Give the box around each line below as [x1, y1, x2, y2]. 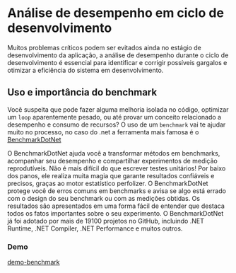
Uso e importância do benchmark [7, 86, 158, 98]
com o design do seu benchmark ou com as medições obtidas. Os [7, 194, 200, 202]
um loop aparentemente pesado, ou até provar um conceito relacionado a [7, 112, 221, 121]
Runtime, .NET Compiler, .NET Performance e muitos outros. [7, 224, 183, 233]
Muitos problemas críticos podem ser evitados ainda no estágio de [7, 43, 201, 52]
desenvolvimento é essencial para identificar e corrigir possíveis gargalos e [7, 58, 228, 66]
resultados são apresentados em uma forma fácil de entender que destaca [7, 202, 225, 210]
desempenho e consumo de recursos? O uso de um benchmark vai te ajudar [7, 120, 226, 129]
